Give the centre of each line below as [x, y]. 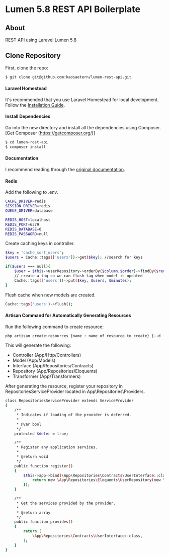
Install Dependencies [28, 116]
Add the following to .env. [32, 192]
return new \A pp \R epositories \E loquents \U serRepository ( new [96, 480]
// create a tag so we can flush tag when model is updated [78, 276]
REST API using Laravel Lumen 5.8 [41, 40]
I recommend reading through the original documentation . [65, 170]
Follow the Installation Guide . [35, 105]
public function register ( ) [44, 466]
